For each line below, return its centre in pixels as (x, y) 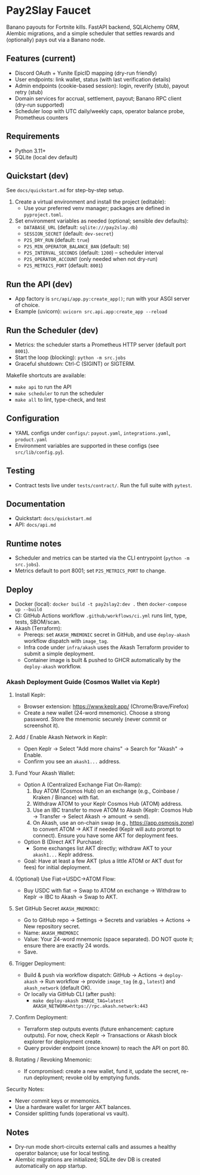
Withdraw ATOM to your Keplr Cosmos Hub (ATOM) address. (108, 804)
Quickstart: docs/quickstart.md (53, 518)
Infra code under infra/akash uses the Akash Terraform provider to (107, 648)
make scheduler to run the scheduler (59, 393)
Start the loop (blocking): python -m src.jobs (70, 357)
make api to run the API (43, 387)
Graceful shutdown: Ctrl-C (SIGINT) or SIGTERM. (75, 364)
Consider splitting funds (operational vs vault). (72, 1113)
